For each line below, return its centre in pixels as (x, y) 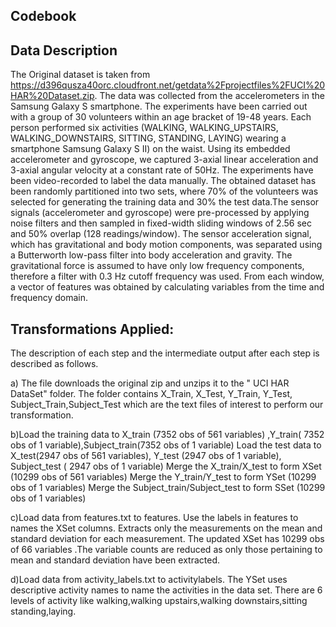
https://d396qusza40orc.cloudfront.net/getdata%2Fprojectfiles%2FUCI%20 (168, 85)
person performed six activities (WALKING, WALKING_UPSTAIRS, (144, 128)
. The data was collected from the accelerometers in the (209, 96)
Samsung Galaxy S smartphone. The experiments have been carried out (159, 106)
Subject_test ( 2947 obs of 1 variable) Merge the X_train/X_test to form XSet (166, 466)
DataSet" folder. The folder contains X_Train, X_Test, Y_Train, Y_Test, (151, 394)
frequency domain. (49, 298)
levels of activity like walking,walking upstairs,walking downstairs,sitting (159, 601)
